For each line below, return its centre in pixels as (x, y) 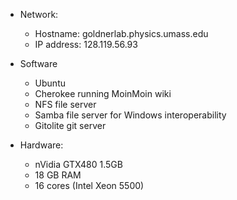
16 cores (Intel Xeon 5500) (89, 185)
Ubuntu (50, 83)
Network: (39, 14)
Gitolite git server (70, 125)
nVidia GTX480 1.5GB (78, 164)
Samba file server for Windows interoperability (130, 115)
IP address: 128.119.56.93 (86, 44)
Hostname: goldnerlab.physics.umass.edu (121, 33)
